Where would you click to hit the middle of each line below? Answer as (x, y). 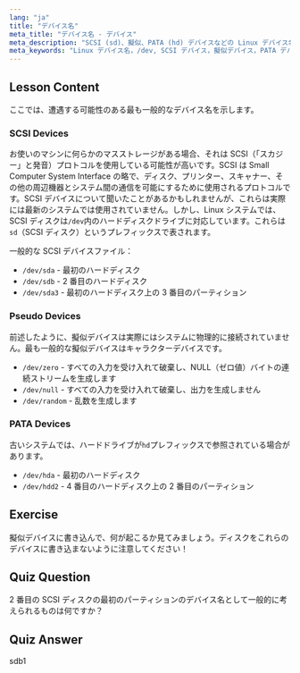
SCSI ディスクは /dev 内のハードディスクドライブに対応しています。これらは (147, 221)
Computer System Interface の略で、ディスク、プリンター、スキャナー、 (142, 176)
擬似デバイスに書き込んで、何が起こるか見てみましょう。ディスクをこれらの (149, 537)
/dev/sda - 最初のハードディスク (81, 270)
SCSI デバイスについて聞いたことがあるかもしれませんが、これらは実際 (154, 198)
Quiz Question (50, 577)
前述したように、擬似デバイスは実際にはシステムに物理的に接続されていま (146, 337)
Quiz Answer (46, 639)
